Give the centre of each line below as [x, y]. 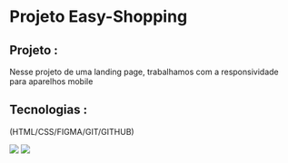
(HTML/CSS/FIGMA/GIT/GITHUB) [72, 131]
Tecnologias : [49, 110]
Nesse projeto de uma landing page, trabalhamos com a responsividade [144, 72]
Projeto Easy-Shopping [99, 17]
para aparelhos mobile [51, 81]
